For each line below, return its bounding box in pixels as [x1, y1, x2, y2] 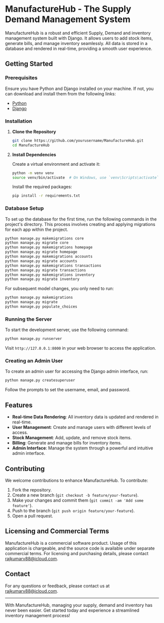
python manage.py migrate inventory [5, 277, 80, 282]
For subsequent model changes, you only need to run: [5, 286, 114, 291]
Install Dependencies [12, 152, 56, 157]
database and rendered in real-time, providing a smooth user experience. [5, 45, 153, 51]
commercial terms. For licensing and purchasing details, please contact [5, 550, 149, 556]
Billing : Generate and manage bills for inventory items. [12, 440, 122, 446]
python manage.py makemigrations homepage [5, 245, 93, 250]
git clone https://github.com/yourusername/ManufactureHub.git [12, 138, 144, 143]
